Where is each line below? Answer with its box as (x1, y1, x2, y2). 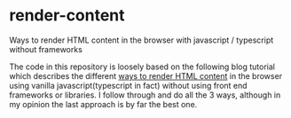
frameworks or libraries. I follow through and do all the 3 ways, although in (9, 90, 281, 100)
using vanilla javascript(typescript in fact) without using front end (9, 80, 248, 90)
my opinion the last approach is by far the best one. (9, 98, 198, 109)
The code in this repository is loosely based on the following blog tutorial (9, 61, 276, 72)
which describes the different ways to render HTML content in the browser (9, 70, 282, 81)
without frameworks (9, 43, 83, 54)
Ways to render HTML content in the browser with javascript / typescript (9, 35, 274, 45)
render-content (9, 5, 126, 26)
